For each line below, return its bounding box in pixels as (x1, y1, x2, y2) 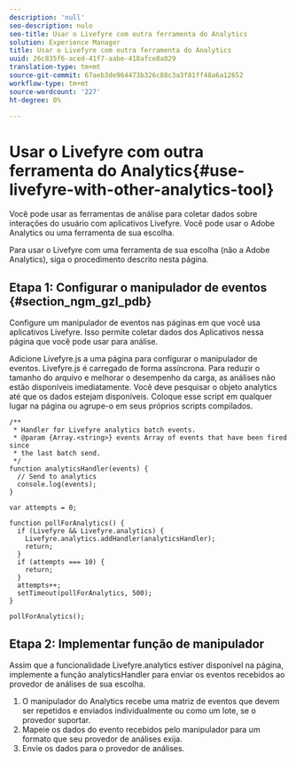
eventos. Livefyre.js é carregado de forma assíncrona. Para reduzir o (9, 363, 261, 374)
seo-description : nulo (9, 21, 93, 30)
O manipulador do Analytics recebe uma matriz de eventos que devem (21, 695, 280, 706)
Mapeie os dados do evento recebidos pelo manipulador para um (21, 724, 261, 734)
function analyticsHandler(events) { (9, 464, 149, 473)
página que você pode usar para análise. (9, 337, 159, 347)
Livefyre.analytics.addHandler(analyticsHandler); (25, 535, 216, 544)
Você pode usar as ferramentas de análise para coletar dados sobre (9, 209, 258, 219)
